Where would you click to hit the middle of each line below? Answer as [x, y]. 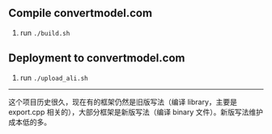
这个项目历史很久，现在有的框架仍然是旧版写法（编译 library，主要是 [123, 102]
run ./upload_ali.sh [54, 77]
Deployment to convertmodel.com [97, 59]
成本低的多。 [30, 122]
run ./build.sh [45, 32]
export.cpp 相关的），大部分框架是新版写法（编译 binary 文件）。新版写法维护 [136, 111]
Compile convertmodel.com [80, 13]
